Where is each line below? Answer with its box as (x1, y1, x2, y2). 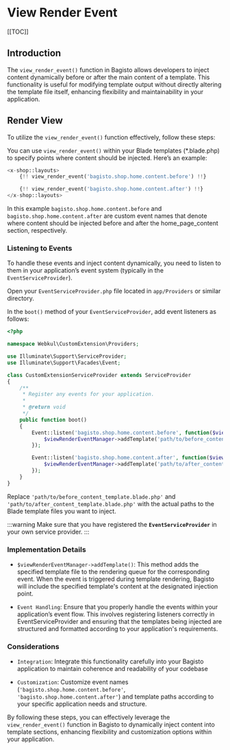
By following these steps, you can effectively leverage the (7, 713, 170, 722)
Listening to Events (7, 243, 73, 253)
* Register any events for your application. (22, 391, 155, 398)
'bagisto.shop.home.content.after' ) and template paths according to (16, 692, 214, 701)
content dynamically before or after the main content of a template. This (7, 73, 210, 81)
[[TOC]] (7, 27, 29, 36)
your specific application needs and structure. (16, 700, 147, 708)
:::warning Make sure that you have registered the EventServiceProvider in (7, 520, 217, 528)
